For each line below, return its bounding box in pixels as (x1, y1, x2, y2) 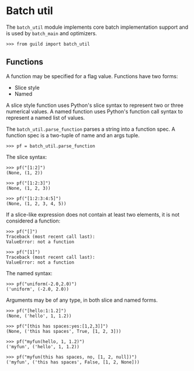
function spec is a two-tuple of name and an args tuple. (6, 131, 140, 139)
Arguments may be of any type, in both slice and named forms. (6, 296, 158, 303)
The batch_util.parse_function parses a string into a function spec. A (6, 125, 175, 133)
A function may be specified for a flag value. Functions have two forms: (6, 72, 178, 80)
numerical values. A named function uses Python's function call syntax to (6, 107, 183, 115)
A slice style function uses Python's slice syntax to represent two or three (6, 102, 184, 109)
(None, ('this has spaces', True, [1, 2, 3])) (6, 328, 122, 334)
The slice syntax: (6, 153, 47, 160)
